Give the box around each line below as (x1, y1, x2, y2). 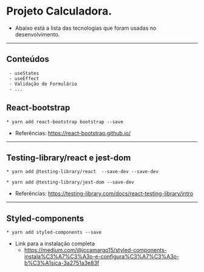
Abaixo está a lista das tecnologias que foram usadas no (15, 24, 157, 32)
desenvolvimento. (15, 30, 60, 38)
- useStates (8, 70, 39, 76)
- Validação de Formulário (8, 81, 78, 87)
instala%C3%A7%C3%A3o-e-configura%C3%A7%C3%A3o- (24, 253, 180, 260)
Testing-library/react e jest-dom (6, 152, 131, 163)
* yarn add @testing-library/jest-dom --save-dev (6, 179, 135, 186)
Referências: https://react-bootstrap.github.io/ (15, 129, 131, 137)
